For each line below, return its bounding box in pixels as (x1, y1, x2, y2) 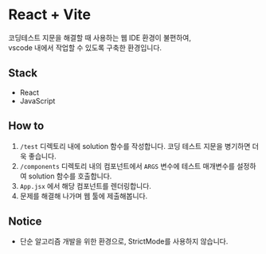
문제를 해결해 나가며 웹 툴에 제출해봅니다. (19, 191, 148, 201)
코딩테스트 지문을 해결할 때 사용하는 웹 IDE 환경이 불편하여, (8, 33, 191, 42)
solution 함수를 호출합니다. (28, 171, 112, 181)
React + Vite (8, 6, 92, 24)
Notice (8, 214, 42, 228)
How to (8, 119, 45, 133)
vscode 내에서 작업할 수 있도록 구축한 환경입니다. (8, 42, 162, 53)
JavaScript (19, 96, 56, 105)
